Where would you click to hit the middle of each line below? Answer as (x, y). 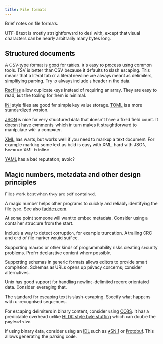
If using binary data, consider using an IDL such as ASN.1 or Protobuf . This (80, 331)
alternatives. (18, 273)
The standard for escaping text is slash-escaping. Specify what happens (78, 297)
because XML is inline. (28, 150)
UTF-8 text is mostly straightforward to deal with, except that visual (72, 33)
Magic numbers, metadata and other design (73, 175)
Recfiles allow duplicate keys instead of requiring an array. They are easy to (81, 90)
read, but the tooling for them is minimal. (46, 95)
